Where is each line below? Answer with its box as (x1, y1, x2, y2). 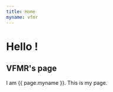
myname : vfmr (6, 14, 38, 20)
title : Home (6, 8, 35, 15)
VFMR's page (6, 64, 57, 74)
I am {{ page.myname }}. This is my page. (6, 79, 108, 86)
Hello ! (6, 40, 38, 53)
